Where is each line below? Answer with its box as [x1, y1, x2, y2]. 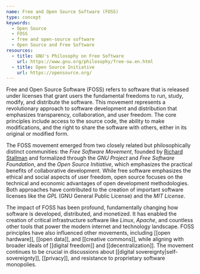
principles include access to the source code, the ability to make [6, 117, 165, 125]
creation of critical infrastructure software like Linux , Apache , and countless [6, 217, 193, 224]
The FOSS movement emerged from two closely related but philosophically [6, 142, 191, 149]
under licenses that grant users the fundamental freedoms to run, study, [6, 92, 184, 99]
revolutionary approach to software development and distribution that [6, 105, 177, 112]
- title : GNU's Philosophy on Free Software [11, 53, 124, 59]
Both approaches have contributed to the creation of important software [6, 186, 184, 194]
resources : [6, 48, 33, 54]
